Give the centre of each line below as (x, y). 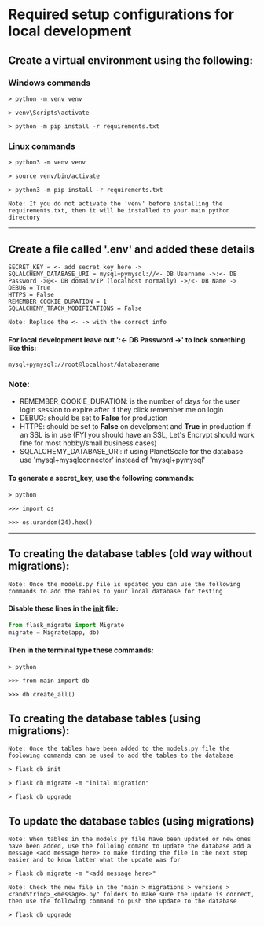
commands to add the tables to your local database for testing (115, 591)
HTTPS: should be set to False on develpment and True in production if (135, 427)
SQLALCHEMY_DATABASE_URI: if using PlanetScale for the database (131, 452)
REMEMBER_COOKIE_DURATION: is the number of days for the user (130, 401)
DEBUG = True (29, 288)
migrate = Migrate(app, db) (54, 632)
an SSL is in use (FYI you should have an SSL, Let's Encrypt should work (137, 435)
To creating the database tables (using (104, 719)
